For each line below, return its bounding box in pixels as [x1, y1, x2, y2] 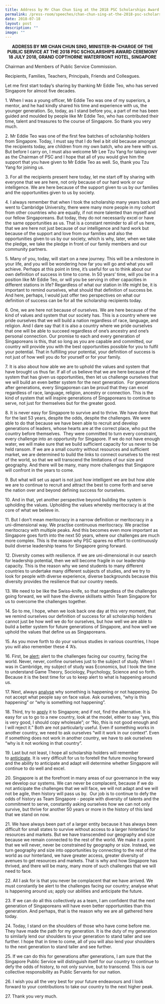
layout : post [5, 21, 32, 26]
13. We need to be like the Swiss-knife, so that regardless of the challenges [5, 588, 157, 594]
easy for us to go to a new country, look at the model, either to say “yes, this [5, 714, 160, 720]
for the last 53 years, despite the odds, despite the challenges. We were [5, 415, 151, 421]
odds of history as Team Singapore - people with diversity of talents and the [5, 796, 160, 802]
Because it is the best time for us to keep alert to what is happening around [5, 674, 157, 680]
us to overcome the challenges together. [5, 599, 87, 604]
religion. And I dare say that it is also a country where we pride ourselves [5, 323, 153, 329]
